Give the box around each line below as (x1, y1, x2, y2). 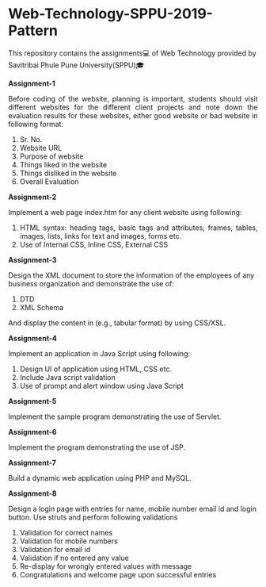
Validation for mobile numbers (19, 536, 119, 546)
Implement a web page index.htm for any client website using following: (8, 207, 242, 217)
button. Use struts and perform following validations (8, 512, 178, 522)
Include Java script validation (19, 372, 116, 382)
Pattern (8, 21, 58, 40)
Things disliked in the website (19, 168, 117, 178)
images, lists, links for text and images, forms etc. (19, 231, 182, 240)
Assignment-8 (8, 489, 57, 498)
